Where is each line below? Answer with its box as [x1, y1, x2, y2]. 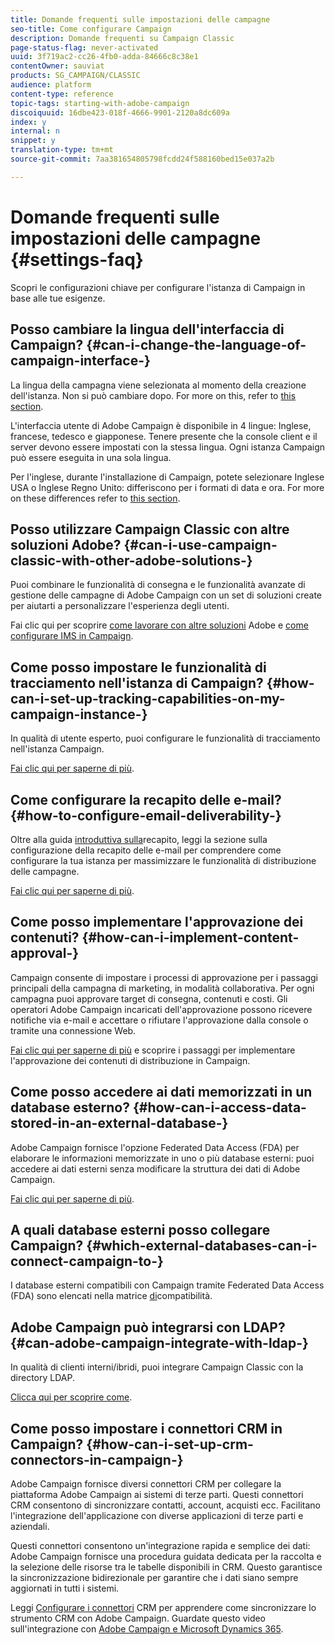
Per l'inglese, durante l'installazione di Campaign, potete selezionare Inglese [10, 471, 325, 483]
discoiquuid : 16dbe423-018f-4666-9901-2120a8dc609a [10, 107, 230, 118]
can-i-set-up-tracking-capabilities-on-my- [10, 690, 286, 707]
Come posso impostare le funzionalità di [10, 659, 267, 676]
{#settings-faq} [10, 248, 144, 271]
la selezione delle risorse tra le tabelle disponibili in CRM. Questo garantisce [10, 1561, 323, 1573]
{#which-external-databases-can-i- [86, 1237, 318, 1254]
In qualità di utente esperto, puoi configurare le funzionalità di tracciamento [10, 732, 321, 745]
